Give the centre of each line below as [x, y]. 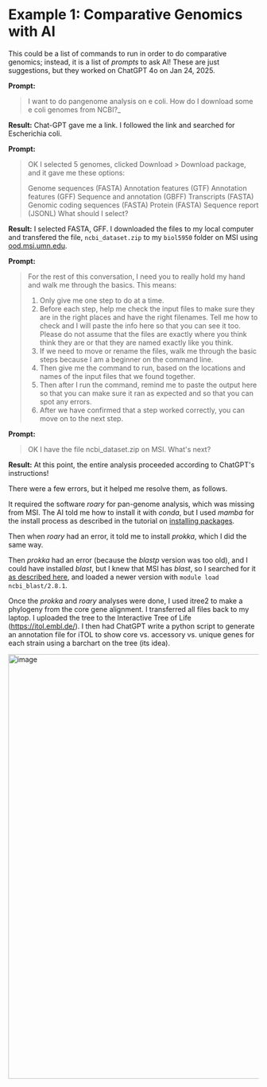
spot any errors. [66, 401]
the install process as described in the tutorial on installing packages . [122, 520]
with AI [32, 31]
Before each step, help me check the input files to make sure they [147, 308]
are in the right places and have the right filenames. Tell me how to [149, 317]
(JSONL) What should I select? [78, 213]
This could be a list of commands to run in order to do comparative [118, 53]
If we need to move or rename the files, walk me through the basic [148, 350]
